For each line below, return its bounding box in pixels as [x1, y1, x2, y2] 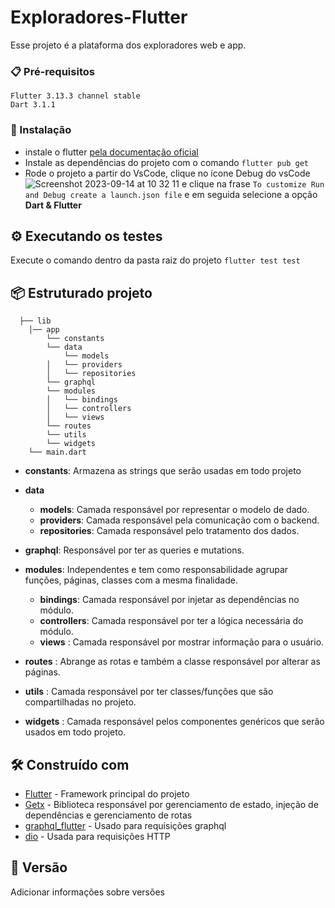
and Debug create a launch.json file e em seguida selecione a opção [24, 188, 318, 200]
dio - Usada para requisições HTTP [24, 830, 171, 842]
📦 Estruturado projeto [10, 284, 153, 301]
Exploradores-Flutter [10, 6, 188, 29]
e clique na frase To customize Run [181, 177, 325, 190]
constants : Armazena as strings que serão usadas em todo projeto [24, 465, 302, 477]
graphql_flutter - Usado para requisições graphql [24, 819, 227, 831]
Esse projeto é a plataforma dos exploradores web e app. [10, 39, 247, 51]
